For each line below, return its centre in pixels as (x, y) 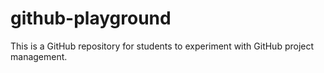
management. (39, 56)
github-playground (91, 18)
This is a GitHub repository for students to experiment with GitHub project (162, 46)
